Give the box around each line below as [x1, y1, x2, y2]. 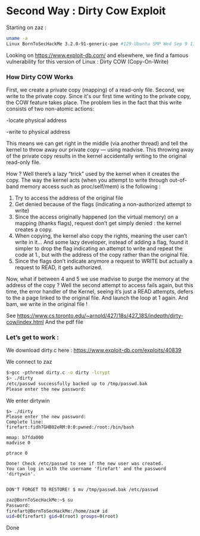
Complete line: [6, 419, 44, 425]
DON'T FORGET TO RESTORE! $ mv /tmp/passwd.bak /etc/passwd [6, 486, 159, 493]
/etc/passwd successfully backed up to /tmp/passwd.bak [6, 381, 148, 387]
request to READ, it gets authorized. [14, 263, 103, 271]
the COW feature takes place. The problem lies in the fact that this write [6, 99, 182, 106]
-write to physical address [6, 128, 70, 135]
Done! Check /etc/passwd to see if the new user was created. [6, 461, 164, 466]
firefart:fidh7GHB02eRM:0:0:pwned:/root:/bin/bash [6, 424, 135, 430]
